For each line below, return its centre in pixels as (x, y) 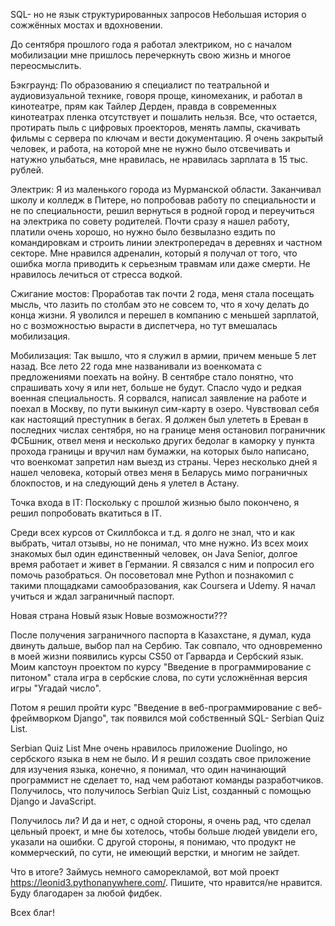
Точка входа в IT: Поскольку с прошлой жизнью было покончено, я (155, 502)
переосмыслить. (46, 65)
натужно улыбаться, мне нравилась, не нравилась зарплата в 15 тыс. (159, 159)
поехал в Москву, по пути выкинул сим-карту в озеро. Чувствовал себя (165, 408)
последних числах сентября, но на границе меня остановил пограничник (168, 430)
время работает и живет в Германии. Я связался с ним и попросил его (162, 564)
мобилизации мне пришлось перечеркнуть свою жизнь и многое (151, 55)
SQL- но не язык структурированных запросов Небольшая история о (158, 14)
